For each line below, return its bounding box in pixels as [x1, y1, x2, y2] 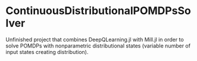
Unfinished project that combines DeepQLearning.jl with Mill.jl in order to [5, 36, 184, 43]
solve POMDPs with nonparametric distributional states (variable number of [5, 42, 191, 49]
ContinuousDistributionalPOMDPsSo [5, 4, 191, 18]
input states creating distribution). [5, 48, 89, 55]
